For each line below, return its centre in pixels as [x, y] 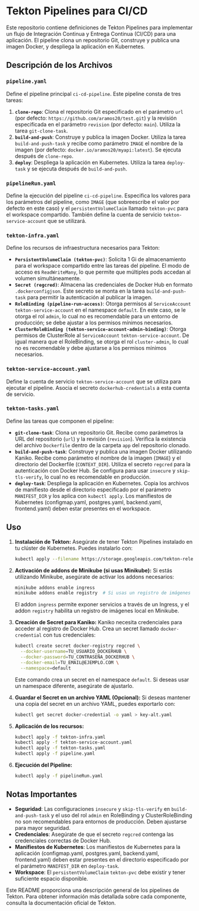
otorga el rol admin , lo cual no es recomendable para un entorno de [96, 317]
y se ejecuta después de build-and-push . [77, 169]
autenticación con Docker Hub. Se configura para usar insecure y [95, 470]
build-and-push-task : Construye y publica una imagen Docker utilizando [103, 451]
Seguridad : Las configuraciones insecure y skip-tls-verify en [92, 808]
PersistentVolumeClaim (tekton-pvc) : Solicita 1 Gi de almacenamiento [100, 259]
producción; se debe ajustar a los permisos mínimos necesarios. [94, 323]
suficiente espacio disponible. [51, 878]
